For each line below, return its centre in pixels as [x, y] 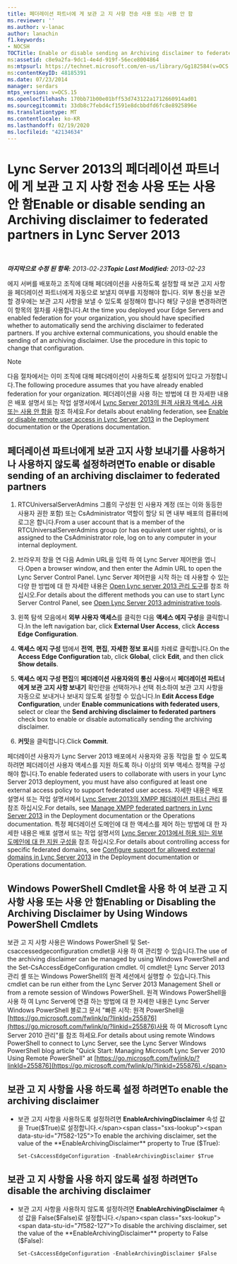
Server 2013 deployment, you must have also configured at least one [107, 782]
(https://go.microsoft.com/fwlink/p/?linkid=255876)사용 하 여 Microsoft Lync [117, 1026]
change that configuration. [46, 348]
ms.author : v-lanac [36, 27]
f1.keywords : [26, 40]
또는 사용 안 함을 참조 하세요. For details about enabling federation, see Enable [118, 412]
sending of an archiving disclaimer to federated [114, 476]
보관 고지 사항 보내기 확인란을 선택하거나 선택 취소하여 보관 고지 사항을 [127, 688]
